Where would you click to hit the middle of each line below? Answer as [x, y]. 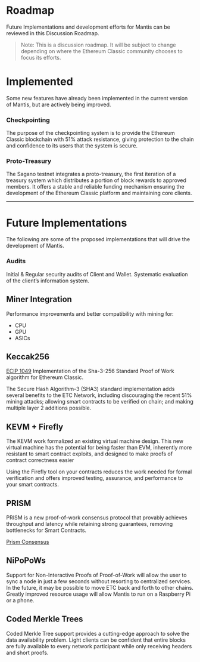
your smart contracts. [33, 485]
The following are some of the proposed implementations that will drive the [98, 239]
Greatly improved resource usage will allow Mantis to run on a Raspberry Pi [99, 594]
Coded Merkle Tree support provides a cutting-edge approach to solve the [98, 633]
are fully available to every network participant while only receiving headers [99, 646]
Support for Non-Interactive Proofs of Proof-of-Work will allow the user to [96, 575]
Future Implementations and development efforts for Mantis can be [88, 27]
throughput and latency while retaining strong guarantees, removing [90, 524]
